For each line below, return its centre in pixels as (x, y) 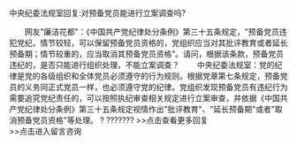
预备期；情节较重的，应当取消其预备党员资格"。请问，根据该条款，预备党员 (147, 54)
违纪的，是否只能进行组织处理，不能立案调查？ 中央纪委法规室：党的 (142, 65)
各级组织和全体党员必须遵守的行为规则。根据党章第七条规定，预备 (160, 76)
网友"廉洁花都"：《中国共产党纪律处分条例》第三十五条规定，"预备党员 (152, 32)
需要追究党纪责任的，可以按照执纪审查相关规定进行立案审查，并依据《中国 (145, 98)
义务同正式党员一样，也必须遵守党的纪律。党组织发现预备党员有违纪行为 (156, 87)
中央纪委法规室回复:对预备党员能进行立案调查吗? (98, 13)
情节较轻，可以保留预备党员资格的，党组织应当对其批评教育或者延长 (164, 43)
